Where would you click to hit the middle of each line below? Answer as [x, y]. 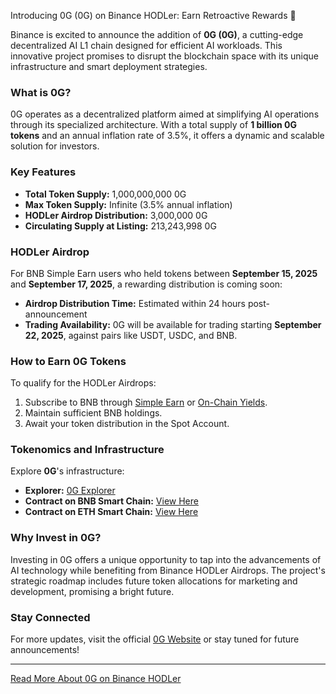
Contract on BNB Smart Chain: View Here [111, 501]
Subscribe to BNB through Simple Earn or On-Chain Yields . [146, 402]
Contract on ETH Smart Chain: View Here [111, 512]
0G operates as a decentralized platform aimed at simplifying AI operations [165, 114]
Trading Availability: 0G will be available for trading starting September [173, 324]
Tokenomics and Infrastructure [87, 450]
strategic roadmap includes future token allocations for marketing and [154, 581]
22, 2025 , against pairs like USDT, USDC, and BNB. [131, 335]
